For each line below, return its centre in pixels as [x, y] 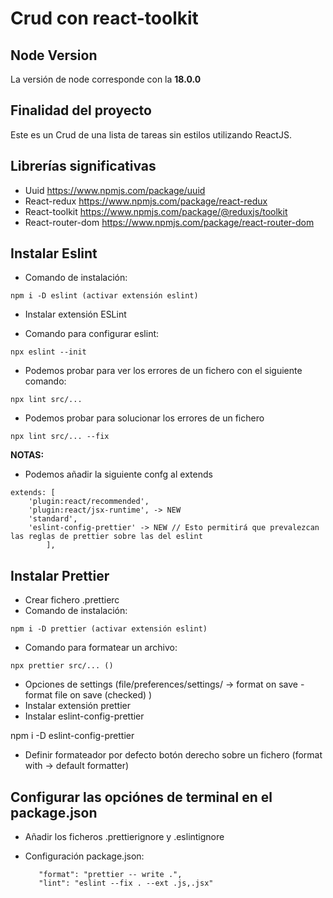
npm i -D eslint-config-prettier [72, 736]
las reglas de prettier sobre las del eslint [106, 537]
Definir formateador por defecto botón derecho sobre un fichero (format [173, 755]
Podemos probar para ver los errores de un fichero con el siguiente [163, 371]
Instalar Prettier [60, 575]
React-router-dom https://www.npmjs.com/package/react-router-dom [169, 222]
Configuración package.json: [84, 856]
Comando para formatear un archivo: [101, 648]
